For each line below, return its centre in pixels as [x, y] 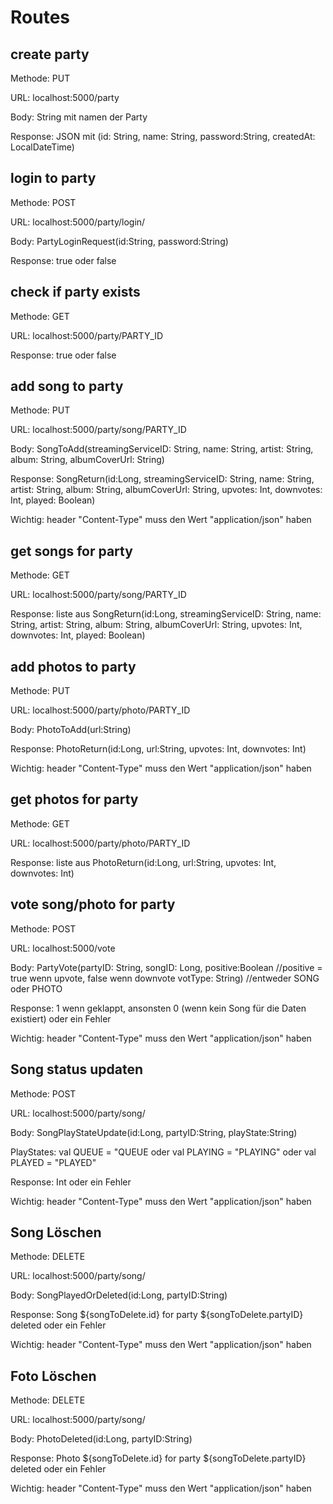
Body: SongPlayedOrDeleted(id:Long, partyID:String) [119, 1295]
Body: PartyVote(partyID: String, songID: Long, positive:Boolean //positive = [166, 967]
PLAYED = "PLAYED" [53, 1162]
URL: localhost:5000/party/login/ [78, 222]
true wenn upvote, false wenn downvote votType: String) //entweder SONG [165, 978]
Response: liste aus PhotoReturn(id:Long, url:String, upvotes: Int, [143, 862]
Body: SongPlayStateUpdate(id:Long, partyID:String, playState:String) [154, 1132]
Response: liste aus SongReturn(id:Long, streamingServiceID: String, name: [166, 614]
